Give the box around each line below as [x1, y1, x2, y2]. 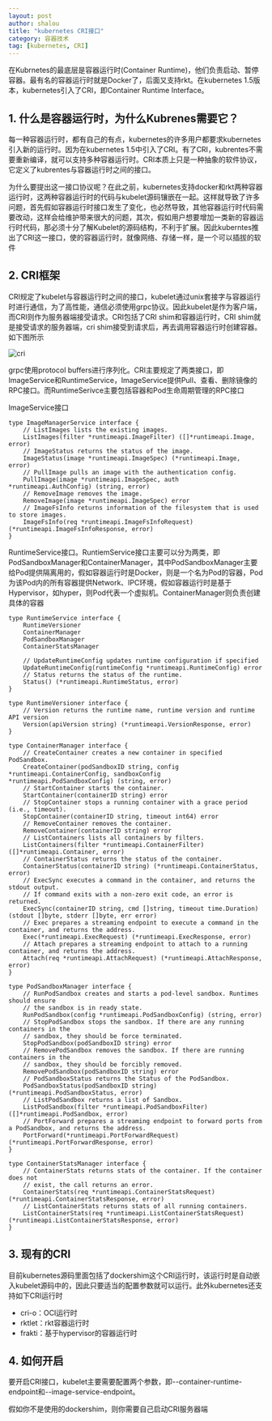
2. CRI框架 [8, 269, 61, 283]
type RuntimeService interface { [8, 614, 121, 622]
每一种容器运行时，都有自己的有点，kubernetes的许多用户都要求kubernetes [8, 134, 261, 144]
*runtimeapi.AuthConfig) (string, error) [8, 483, 151, 491]
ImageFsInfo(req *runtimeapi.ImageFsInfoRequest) [23, 517, 194, 526]
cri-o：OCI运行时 [19, 1308, 79, 1317]
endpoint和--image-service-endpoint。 [8, 1387, 140, 1397]
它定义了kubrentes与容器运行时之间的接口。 [8, 164, 155, 174]
